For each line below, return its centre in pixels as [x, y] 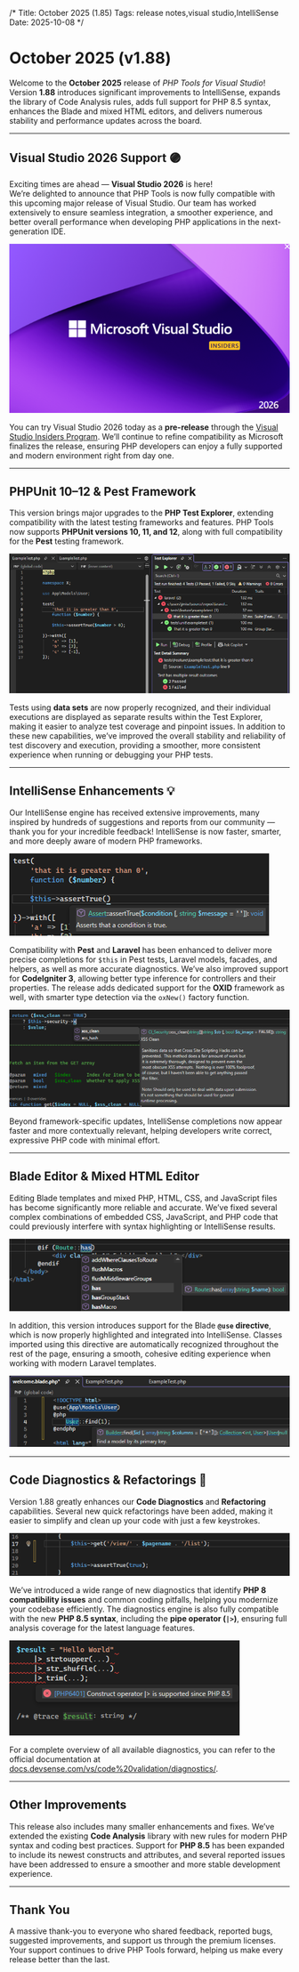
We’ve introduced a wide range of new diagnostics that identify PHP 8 [138, 1590]
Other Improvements [68, 1805]
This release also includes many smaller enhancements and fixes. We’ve [142, 1826]
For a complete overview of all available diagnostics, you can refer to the [142, 1750]
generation [29, 231]
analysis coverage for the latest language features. [102, 1628]
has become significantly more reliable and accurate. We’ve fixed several [143, 1207]
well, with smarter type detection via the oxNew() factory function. [129, 997]
